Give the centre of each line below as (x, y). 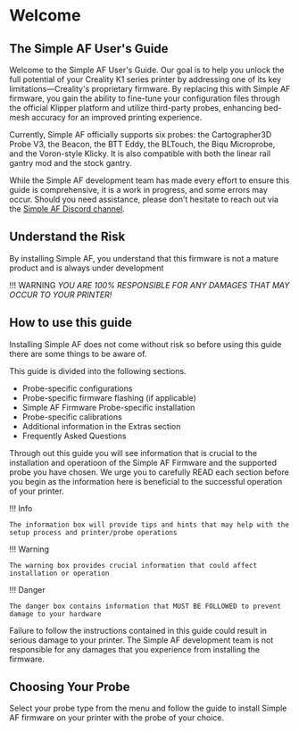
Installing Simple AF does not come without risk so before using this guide (145, 344)
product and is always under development (87, 268)
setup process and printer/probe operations (93, 532)
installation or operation (59, 573)
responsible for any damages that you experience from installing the (135, 649)
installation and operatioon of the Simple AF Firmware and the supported (143, 462)
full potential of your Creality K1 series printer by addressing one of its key (145, 79)
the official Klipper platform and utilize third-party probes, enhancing (136, 108)
